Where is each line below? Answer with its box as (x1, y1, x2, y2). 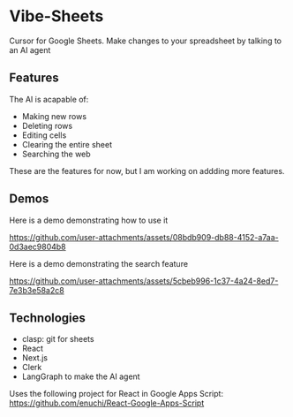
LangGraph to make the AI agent (21, 371, 140, 382)
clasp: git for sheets (21, 334, 94, 345)
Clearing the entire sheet (21, 139, 113, 149)
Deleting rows (21, 120, 73, 131)
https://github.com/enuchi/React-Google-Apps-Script (9, 398, 205, 408)
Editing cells (21, 130, 67, 140)
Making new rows (21, 110, 86, 121)
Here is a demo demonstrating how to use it (9, 215, 169, 225)
